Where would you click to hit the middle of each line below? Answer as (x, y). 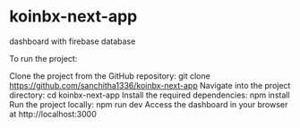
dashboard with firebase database (73, 41)
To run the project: (43, 58)
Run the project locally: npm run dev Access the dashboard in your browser (149, 104)
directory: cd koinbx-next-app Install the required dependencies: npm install (150, 95)
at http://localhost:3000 (53, 114)
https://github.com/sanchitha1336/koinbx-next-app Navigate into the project (150, 85)
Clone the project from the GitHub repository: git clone (110, 76)
